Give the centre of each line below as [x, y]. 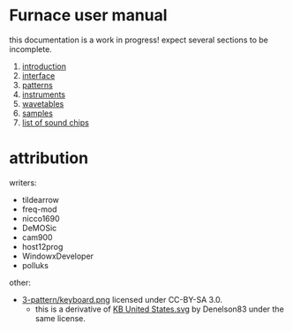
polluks [35, 265]
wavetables [43, 103]
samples [37, 113]
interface [38, 75]
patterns [37, 85]
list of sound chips [56, 122]
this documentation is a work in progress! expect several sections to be [139, 40]
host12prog [42, 246]
